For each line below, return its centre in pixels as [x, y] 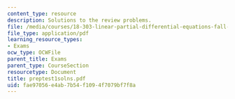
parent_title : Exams [37, 59]
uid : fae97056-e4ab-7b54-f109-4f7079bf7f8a [72, 85]
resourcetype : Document [42, 72]
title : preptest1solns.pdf [47, 78]
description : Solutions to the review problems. [79, 20]
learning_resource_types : [45, 40]
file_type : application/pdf [48, 33]
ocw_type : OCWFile [34, 53]
